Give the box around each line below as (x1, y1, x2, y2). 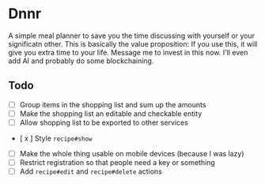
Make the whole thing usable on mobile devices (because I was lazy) (19, 148, 244, 158)
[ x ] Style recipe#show (19, 133, 93, 143)
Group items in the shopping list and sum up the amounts (19, 100, 206, 109)
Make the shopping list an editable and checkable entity (19, 108, 203, 118)
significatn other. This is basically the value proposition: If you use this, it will (8, 39, 258, 48)
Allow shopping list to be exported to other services (19, 118, 188, 127)
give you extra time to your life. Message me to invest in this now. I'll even (8, 47, 248, 57)
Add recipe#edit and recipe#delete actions (19, 167, 162, 176)
